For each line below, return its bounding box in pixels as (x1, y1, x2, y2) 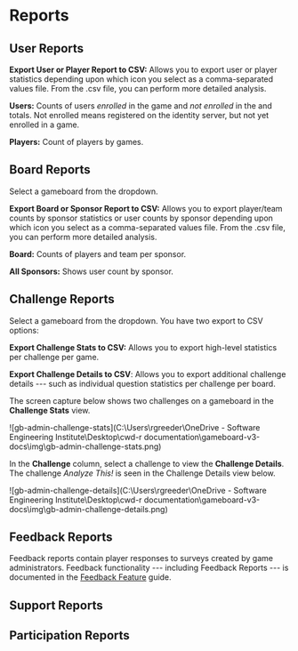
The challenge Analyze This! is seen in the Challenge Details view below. (9, 468, 276, 478)
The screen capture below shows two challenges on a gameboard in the (9, 395, 274, 406)
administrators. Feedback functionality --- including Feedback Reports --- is (9, 562, 289, 574)
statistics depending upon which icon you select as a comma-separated (9, 74, 274, 84)
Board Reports (9, 162, 91, 178)
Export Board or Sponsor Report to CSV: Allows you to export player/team (9, 203, 283, 213)
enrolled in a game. (9, 119, 80, 130)
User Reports (9, 41, 85, 56)
